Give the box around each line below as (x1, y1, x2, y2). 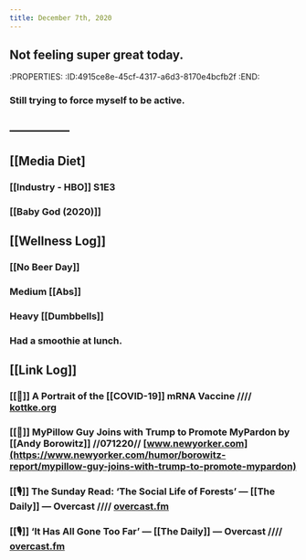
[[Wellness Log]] (9, 234, 107, 249)
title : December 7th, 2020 (9, 13, 112, 23)
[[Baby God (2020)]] (9, 205, 102, 217)
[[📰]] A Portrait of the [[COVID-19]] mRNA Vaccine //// (9, 390, 252, 403)
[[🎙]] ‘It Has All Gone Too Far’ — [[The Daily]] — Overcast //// (9, 525, 283, 538)
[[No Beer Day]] (9, 261, 80, 274)
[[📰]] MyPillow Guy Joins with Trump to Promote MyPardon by (9, 426, 290, 438)
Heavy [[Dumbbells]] (9, 310, 104, 322)
